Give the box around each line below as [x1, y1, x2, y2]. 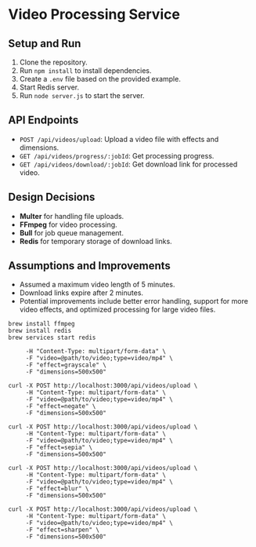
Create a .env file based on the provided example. [19, 75, 182, 83]
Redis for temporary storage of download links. [19, 236, 172, 246]
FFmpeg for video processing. [19, 220, 117, 229]
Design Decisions [8, 191, 96, 204]
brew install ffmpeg [8, 320, 76, 328]
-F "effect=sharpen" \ [25, 526, 100, 534]
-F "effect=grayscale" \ [25, 361, 107, 370]
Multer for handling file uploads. [19, 211, 124, 221]
